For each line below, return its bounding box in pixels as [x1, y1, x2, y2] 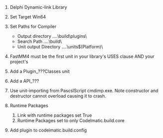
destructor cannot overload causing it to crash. [9, 93, 106, 99]
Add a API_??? [9, 78, 39, 84]
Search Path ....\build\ [17, 38, 62, 44]
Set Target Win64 [9, 14, 46, 19]
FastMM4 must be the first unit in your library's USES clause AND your [9, 53, 155, 59]
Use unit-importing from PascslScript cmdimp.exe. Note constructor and [9, 88, 159, 94]
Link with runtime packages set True [17, 112, 92, 118]
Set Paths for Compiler [9, 23, 57, 29]
